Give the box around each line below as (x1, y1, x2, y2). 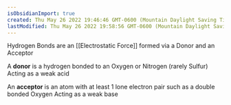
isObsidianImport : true (7, 10, 76, 17)
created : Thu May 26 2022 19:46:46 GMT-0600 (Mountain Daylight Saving (7, 16, 217, 23)
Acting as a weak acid (7, 69, 70, 78)
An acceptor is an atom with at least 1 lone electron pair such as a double (7, 83, 215, 91)
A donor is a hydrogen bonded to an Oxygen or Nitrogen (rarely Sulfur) (7, 62, 208, 71)
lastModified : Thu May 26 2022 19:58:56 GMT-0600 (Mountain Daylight (7, 23, 211, 30)
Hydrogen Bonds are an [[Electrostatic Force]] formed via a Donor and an (7, 42, 215, 50)
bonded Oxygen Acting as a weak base (7, 90, 118, 98)
